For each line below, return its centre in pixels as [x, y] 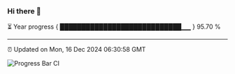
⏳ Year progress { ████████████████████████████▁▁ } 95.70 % [114, 27]
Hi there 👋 [24, 11]
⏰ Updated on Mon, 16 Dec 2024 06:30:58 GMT [77, 50]
